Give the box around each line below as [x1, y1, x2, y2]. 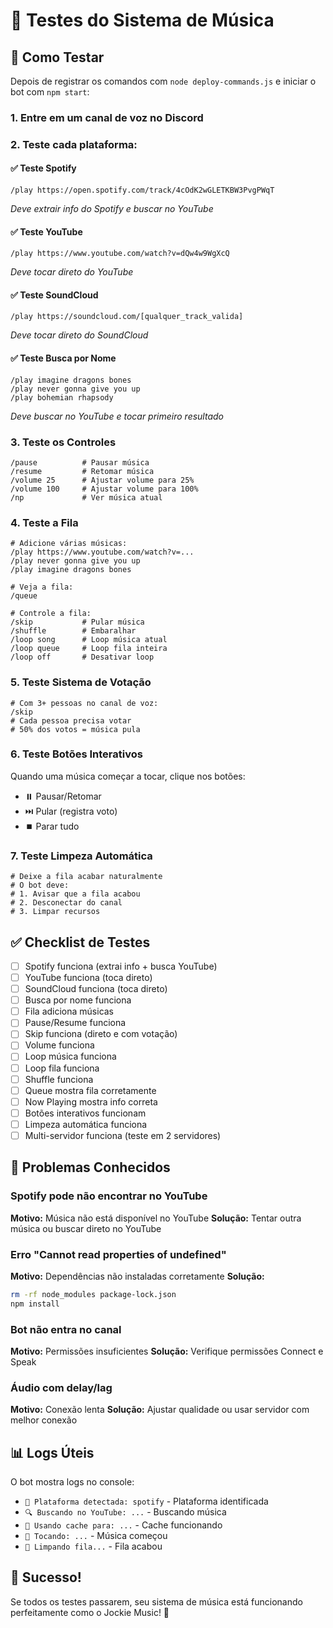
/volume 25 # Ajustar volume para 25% [10, 475, 195, 485]
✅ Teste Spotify [10, 162, 77, 174]
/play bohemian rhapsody [10, 392, 114, 403]
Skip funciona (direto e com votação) [24, 1028, 178, 1040]
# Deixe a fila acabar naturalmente [10, 872, 163, 882]
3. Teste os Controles [10, 435, 117, 449]
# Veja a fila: [10, 582, 74, 593]
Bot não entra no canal [10, 1322, 122, 1336]
